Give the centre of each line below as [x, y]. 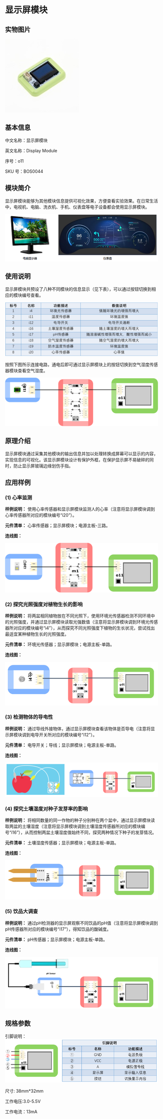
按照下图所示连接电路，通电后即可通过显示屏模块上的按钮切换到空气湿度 [77, 365]
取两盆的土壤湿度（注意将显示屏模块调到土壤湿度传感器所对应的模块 [73, 826]
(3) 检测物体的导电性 [29, 717]
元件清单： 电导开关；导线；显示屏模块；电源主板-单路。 [62, 745]
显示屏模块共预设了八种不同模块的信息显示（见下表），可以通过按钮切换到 [78, 289]
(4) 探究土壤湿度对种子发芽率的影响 [47, 808]
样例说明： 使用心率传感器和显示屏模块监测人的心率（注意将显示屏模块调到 [80, 509]
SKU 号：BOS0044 [24, 171]
